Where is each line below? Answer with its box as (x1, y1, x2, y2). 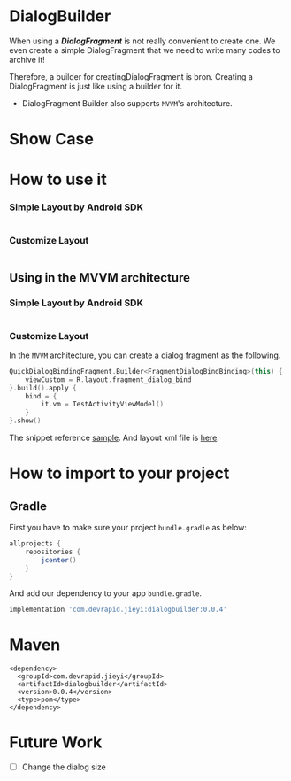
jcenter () (41, 555, 77, 564)
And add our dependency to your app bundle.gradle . (9, 588, 202, 599)
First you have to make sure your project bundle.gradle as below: (9, 522, 248, 533)
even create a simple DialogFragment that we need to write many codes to (9, 44, 280, 55)
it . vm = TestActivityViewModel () (41, 400, 165, 409)
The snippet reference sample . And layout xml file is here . (9, 432, 219, 444)
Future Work (9, 732, 103, 753)
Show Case (9, 129, 95, 150)
